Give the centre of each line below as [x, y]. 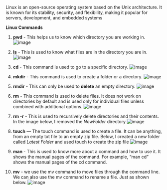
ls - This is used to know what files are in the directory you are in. [80, 52]
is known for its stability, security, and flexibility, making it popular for [77, 12]
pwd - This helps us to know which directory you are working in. [79, 37]
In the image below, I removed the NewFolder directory [69, 121]
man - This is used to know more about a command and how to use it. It [87, 151]
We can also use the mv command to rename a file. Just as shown [81, 177]
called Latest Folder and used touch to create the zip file [71, 142]
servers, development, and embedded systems [54, 18]
